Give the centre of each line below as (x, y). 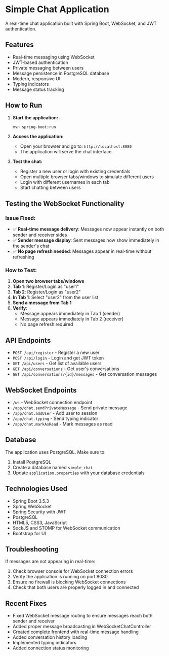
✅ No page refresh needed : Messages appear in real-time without (82, 251)
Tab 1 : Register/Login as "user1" (46, 287)
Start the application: (35, 117)
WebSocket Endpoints (41, 390)
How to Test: (21, 270)
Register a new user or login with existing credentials (75, 172)
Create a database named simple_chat (53, 467)
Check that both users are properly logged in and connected (76, 587)
